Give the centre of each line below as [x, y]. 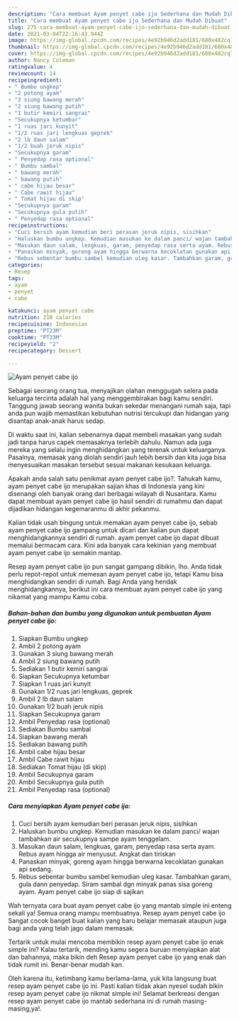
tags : [16, 278]
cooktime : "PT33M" [35, 337]
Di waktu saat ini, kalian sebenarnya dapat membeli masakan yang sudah [115, 435]
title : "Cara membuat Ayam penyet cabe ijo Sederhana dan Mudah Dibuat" [118, 21]
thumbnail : [24, 47]
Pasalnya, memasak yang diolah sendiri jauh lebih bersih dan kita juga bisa [117, 457]
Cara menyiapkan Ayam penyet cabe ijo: [70, 806]
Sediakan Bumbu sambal [55, 729]
